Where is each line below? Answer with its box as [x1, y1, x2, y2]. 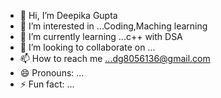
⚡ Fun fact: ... [19, 78, 75, 90]
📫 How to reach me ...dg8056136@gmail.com [19, 53, 211, 64]
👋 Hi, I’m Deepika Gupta [19, 10, 118, 21]
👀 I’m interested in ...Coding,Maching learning [19, 20, 208, 32]
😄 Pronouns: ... [19, 67, 85, 79]
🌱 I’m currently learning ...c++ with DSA [19, 31, 183, 42]
